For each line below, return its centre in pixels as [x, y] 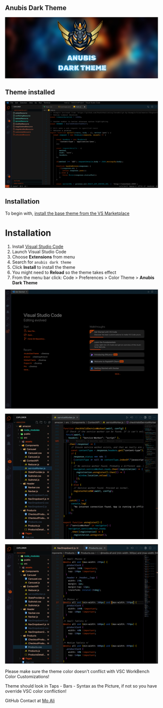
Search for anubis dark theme [42, 262]
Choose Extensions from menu [43, 257]
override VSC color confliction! [36, 691]
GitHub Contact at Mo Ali [30, 701]
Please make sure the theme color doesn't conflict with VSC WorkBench [77, 671]
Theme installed [30, 92]
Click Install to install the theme [44, 267]
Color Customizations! [27, 677]
